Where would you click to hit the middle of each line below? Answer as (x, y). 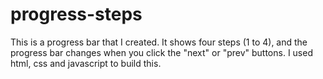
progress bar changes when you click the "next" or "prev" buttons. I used (161, 52)
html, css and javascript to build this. (86, 63)
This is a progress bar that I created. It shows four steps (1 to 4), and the (159, 42)
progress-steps (76, 14)
